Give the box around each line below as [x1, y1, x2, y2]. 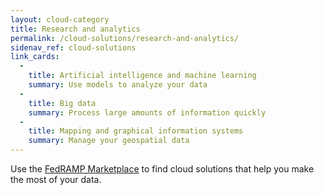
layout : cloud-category [10, 14, 110, 25]
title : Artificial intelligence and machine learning [28, 71, 257, 81]
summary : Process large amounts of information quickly [28, 107, 267, 118]
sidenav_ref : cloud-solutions [10, 42, 137, 53]
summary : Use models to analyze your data [28, 80, 208, 90]
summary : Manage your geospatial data [28, 136, 190, 146]
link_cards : [10, 52, 60, 62]
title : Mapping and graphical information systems [28, 126, 244, 136]
